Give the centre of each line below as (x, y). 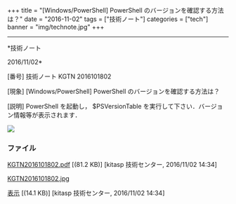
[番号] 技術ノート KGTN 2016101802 (59, 76)
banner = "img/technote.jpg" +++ (56, 27)
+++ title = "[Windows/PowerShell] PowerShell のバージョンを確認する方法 (116, 10)
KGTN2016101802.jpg (39, 179)
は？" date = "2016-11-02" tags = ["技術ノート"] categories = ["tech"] (108, 19)
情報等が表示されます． (47, 115)
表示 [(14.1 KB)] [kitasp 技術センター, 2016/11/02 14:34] (86, 193)
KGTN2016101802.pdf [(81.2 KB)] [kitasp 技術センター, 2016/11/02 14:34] (112, 165)
